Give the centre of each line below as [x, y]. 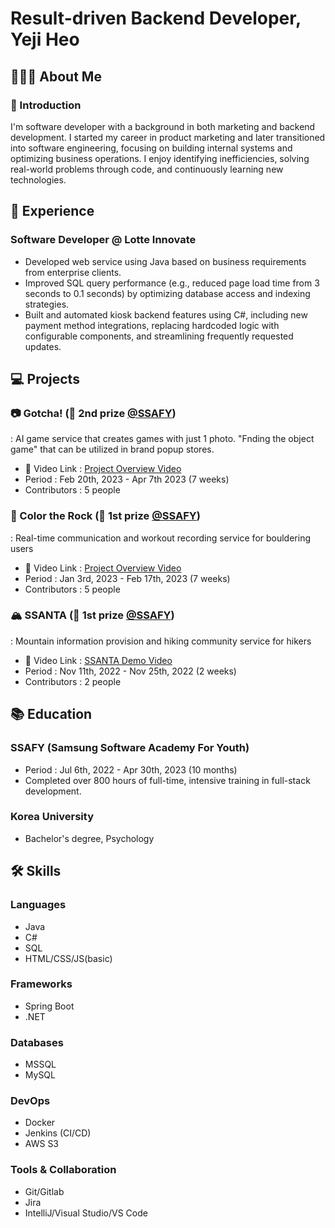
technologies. [38, 179]
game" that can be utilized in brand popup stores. [112, 449]
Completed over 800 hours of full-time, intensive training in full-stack [167, 780]
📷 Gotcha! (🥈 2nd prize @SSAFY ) [93, 413]
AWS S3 [42, 1144]
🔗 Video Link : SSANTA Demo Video [98, 660]
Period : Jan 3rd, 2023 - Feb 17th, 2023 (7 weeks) [127, 578]
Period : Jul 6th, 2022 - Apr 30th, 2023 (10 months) [131, 769]
